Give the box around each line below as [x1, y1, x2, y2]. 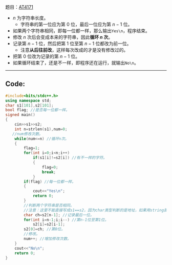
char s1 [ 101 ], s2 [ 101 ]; [5, 103, 54, 108]
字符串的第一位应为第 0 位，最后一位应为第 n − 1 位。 [20, 22, 133, 27]
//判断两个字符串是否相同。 [24, 202, 74, 208]
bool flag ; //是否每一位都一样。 [5, 108, 70, 113]
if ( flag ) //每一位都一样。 [24, 179, 76, 184]
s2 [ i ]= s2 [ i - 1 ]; [32, 222, 66, 227]
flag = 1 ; [24, 146, 40, 151]
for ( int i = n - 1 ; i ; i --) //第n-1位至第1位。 [24, 217, 109, 222]
